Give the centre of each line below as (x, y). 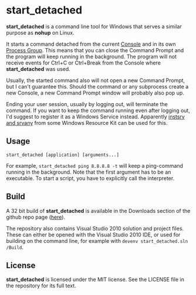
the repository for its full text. (41, 286)
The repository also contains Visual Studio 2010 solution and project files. (95, 228)
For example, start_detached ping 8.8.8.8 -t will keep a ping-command (95, 165)
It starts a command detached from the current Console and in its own (91, 44)
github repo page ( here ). (36, 217)
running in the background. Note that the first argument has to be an (89, 172)
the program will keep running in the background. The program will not (92, 56)
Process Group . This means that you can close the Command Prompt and (95, 50)
